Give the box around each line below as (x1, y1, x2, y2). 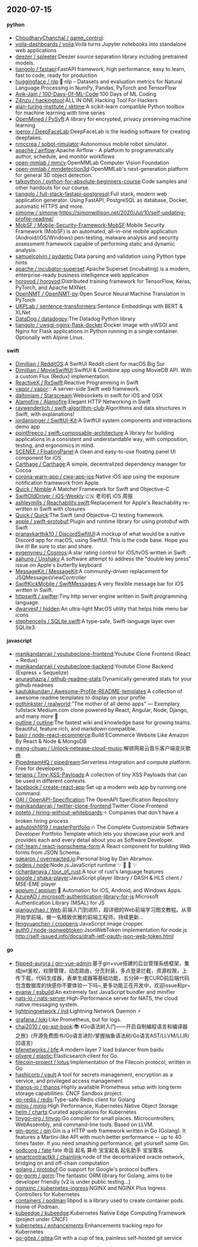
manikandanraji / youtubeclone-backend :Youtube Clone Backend (15, 663, 173, 670)
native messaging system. (15, 1001, 79, 1008)
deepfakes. (15, 134, 43, 141)
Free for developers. (15, 765, 65, 772)
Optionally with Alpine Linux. (15, 334, 85, 341)
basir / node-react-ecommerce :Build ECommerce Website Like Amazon (15, 731, 189, 738)
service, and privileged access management (15, 1077, 123, 1084)
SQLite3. (15, 624, 36, 631)
